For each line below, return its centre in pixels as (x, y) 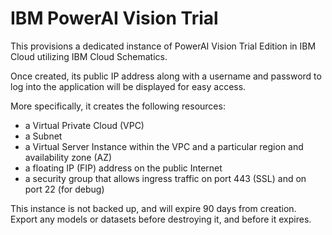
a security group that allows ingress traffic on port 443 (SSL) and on (165, 178)
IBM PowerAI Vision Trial (114, 18)
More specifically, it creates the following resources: (118, 106)
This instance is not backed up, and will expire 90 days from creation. (153, 208)
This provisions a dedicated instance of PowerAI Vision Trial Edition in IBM (163, 46)
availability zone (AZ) (68, 157)
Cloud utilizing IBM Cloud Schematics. (89, 56)
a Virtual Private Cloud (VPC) (84, 125)
